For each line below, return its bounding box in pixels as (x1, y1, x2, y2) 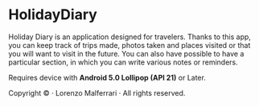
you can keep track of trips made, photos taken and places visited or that (8, 40, 251, 49)
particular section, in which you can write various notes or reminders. (8, 57, 239, 67)
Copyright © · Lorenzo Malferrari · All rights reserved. (8, 88, 186, 97)
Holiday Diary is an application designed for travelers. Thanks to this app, (8, 32, 252, 41)
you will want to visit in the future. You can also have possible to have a (8, 49, 245, 58)
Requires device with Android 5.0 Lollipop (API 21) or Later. (8, 73, 207, 82)
